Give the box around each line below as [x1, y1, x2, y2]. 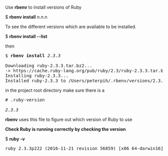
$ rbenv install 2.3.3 [5, 53, 61, 58]
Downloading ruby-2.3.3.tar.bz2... [5, 63, 92, 68]
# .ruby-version [5, 97, 45, 102]
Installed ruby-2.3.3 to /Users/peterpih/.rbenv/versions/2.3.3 [5, 78, 166, 83]
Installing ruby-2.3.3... [5, 73, 69, 78]
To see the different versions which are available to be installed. [5, 24, 136, 30]
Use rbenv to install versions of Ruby [5, 5, 81, 10]
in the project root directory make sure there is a [5, 87, 105, 93]
